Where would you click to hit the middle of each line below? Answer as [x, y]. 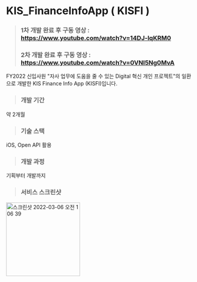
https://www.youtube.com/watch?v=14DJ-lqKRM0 [96, 38]
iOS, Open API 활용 [29, 145]
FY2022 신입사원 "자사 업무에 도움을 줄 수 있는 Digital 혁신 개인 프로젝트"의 [93, 76]
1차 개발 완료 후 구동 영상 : [55, 31]
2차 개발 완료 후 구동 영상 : [56, 55]
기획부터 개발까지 [26, 175]
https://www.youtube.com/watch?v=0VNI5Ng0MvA [98, 63]
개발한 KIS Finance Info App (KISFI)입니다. [67, 84]
